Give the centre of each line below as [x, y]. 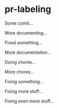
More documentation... [28, 52]
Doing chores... [20, 62]
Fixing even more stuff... [29, 101]
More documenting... [26, 33]
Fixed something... [24, 42]
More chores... [20, 72]
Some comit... [19, 23]
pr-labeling [28, 9]
